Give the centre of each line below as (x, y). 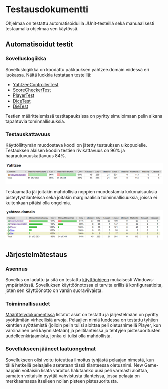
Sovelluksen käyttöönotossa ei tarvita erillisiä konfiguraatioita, (99, 285)
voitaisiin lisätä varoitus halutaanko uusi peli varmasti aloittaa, (85, 370)
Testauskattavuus (28, 134)
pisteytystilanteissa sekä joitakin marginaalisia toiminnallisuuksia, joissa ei (81, 198)
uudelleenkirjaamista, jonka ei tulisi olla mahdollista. (58, 336)
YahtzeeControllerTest (35, 84)
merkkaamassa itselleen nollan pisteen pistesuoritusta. (62, 381)
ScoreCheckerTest (32, 90)
